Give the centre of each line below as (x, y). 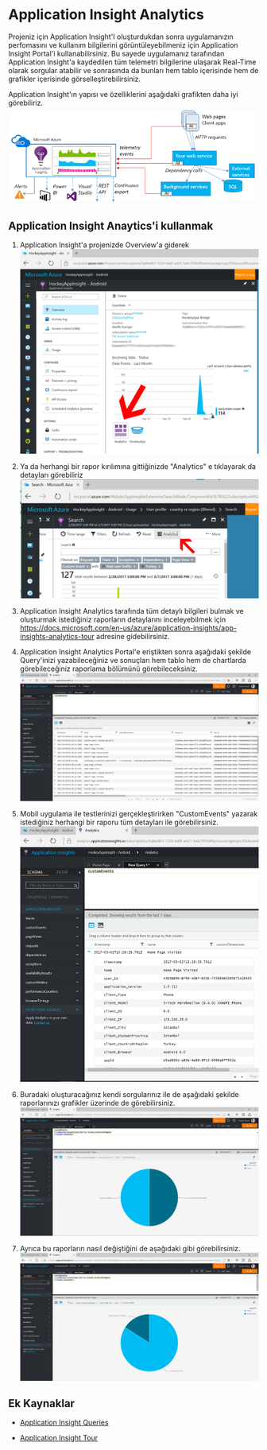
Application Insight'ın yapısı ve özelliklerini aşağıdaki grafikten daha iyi (123, 94)
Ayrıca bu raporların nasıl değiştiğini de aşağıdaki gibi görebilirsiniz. (130, 1249)
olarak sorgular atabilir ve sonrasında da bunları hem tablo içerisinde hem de (133, 70)
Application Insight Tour (59, 1438)
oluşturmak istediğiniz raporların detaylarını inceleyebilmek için (123, 619)
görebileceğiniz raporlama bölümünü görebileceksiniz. (109, 669)
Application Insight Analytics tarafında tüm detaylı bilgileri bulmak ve (132, 611)
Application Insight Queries (64, 1423)
